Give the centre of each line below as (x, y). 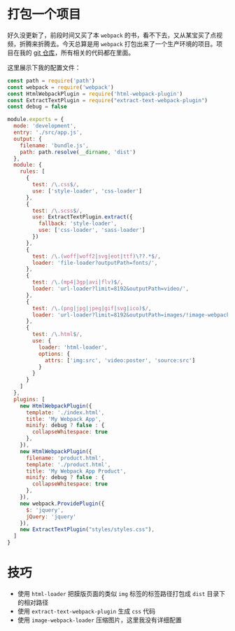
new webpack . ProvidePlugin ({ (62, 504)
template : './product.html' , (68, 464)
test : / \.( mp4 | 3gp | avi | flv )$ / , (78, 282)
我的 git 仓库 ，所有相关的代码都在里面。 (77, 53)
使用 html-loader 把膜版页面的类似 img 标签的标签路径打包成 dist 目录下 (121, 594)
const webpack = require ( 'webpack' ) (60, 87)
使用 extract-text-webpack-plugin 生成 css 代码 (86, 611)
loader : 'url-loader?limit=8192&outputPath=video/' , (111, 289)
